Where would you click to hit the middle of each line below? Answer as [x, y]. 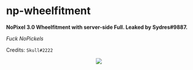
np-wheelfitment [49, 11]
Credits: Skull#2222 [29, 50]
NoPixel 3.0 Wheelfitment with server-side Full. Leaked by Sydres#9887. [97, 27]
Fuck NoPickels [25, 38]
